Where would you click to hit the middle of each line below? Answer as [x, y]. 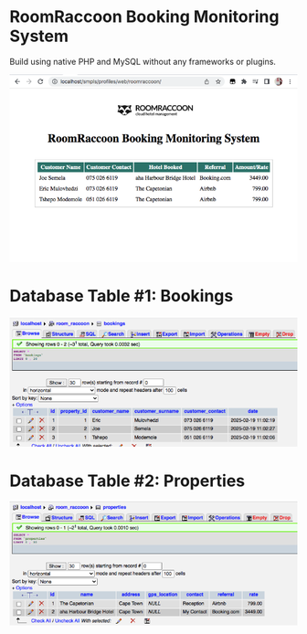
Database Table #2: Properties [127, 481]
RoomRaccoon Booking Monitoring [144, 17]
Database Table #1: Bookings [122, 296]
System [39, 36]
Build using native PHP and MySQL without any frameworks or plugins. [143, 61]
